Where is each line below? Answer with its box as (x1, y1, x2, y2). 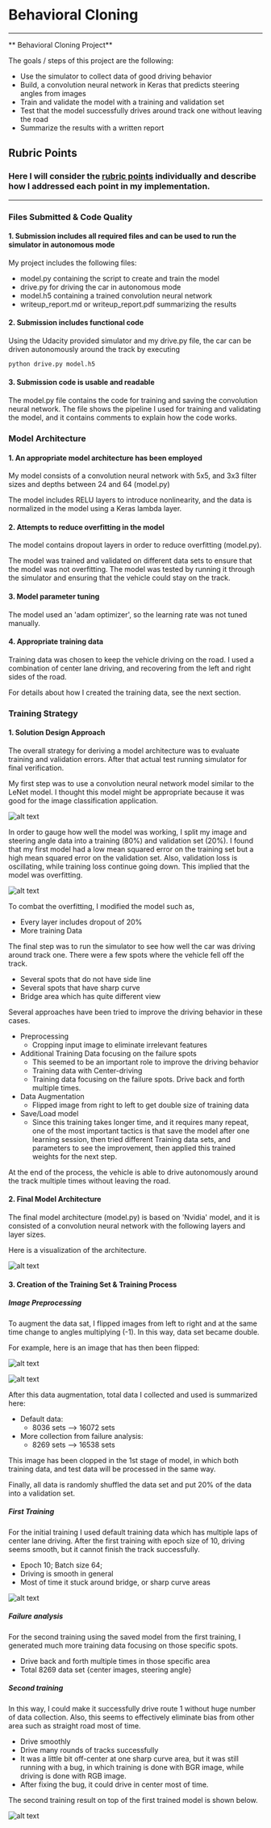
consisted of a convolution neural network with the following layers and (8, 1221, 246, 1231)
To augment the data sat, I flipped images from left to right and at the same (8, 1318, 258, 1328)
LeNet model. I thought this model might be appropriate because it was (8, 787, 245, 797)
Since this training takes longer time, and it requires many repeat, (31, 1117, 249, 1127)
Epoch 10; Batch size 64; (19, 1559, 103, 1570)
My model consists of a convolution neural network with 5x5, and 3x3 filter (8, 471, 257, 480)
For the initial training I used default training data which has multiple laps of (8, 1527, 258, 1537)
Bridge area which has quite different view (19, 991, 161, 1001)
